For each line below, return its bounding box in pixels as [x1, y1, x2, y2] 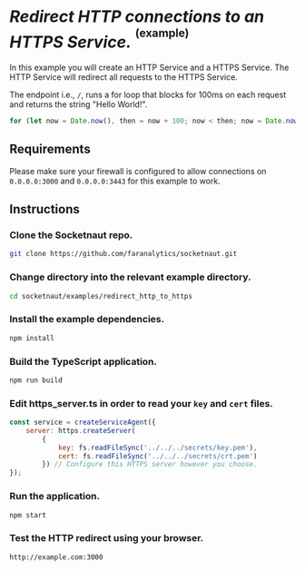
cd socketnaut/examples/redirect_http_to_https [9, 291, 193, 300]
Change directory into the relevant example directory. [9, 271, 251, 283]
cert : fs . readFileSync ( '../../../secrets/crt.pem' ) [57, 451, 258, 460]
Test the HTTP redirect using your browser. [9, 532, 204, 545]
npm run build [9, 375, 64, 385]
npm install [9, 333, 54, 342]
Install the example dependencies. [9, 313, 165, 326]
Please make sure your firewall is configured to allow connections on [9, 165, 267, 176]
